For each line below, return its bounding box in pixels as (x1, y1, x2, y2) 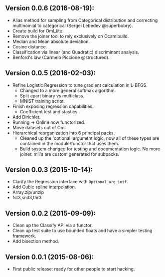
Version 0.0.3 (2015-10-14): (5, 166, 93, 174)
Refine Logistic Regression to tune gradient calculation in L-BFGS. (12, 82, 148, 88)
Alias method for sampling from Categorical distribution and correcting (12, 17, 158, 23)
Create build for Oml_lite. (12, 27, 64, 34)
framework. (12, 233, 36, 239)
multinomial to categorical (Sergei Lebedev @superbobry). (12, 22, 133, 28)
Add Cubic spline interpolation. (12, 184, 76, 190)
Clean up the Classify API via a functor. (12, 222, 93, 229)
